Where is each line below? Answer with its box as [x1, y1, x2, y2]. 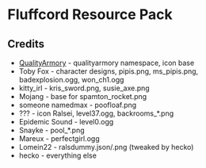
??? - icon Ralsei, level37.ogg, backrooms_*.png [18, 109, 174, 118]
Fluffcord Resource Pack [7, 6, 173, 24]
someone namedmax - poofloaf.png [18, 101, 137, 109]
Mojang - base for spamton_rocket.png [18, 92, 147, 101]
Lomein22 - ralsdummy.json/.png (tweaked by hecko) [18, 143, 194, 151]
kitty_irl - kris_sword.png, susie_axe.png [18, 83, 150, 93]
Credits [7, 37, 45, 51]
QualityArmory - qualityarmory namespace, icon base [18, 58, 195, 67]
